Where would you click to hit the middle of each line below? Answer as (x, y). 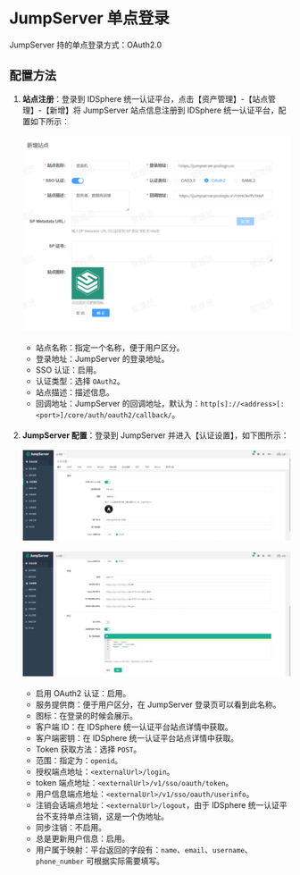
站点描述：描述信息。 (75, 392)
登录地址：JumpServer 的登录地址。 (102, 359)
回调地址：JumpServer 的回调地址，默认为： (118, 404)
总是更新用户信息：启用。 (83, 839)
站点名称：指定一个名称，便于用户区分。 (110, 348)
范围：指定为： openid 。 (79, 761)
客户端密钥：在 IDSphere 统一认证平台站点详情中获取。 (137, 738)
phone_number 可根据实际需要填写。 (100, 861)
